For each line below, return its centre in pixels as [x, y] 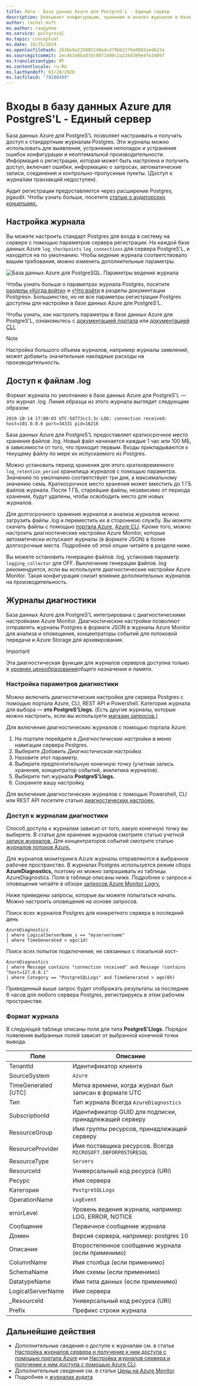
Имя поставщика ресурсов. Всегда [123, 1146]
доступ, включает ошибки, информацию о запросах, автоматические [94, 167]
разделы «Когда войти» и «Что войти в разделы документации [86, 290]
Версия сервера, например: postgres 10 [131, 1236]
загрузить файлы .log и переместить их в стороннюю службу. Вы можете [99, 520]
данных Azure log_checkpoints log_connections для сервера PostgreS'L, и [98, 249]
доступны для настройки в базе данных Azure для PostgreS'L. [84, 303]
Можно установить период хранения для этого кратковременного [90, 465]
